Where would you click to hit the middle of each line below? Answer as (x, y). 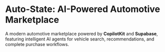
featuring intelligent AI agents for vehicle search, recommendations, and (80, 39)
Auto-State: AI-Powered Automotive (83, 9)
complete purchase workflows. (37, 44)
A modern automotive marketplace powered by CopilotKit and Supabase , (81, 33)
